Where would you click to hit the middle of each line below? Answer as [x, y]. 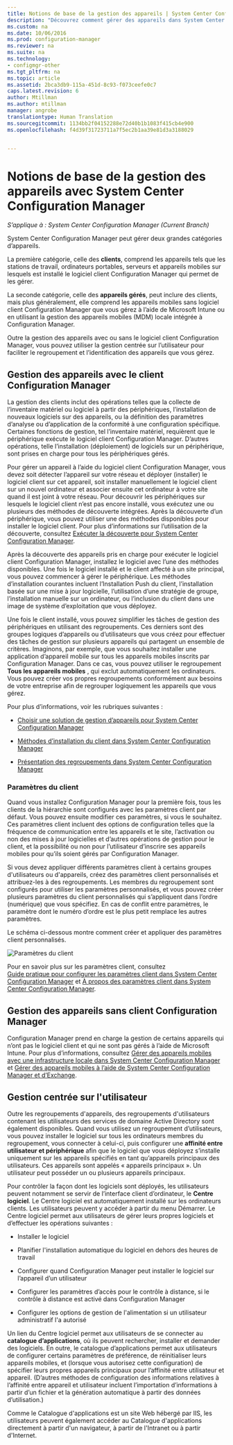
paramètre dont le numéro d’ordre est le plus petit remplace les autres [107, 912]
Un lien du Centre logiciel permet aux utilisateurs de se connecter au [105, 1333]
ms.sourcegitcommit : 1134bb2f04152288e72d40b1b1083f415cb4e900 [101, 123]
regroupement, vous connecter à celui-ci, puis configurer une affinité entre [115, 1144]
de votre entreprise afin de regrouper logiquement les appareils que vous [112, 686]
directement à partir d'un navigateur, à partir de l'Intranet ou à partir [104, 1428]
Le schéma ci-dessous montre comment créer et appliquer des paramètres [114, 933]
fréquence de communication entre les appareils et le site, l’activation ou [111, 832]
